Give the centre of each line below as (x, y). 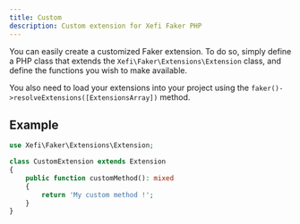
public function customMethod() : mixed (100, 178)
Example (34, 124)
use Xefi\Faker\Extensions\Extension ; (81, 145)
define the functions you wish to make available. (99, 70)
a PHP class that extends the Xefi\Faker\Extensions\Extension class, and (146, 61)
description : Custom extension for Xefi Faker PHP (106, 26)
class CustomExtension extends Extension (88, 162)
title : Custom (36, 17)
